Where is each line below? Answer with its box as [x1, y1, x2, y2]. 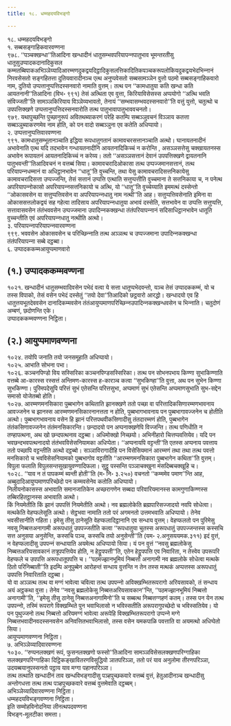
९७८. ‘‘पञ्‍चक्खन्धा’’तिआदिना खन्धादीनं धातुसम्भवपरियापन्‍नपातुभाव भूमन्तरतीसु [7, 50, 174, 59]
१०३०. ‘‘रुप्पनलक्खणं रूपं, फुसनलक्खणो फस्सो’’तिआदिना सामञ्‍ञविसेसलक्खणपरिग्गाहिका [7, 648, 201, 656]
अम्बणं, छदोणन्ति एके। [7, 306, 55, 315]
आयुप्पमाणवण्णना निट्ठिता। [7, 633, 63, 641]
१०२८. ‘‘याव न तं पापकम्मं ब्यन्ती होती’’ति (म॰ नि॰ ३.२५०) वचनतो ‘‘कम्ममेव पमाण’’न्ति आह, [7, 470, 204, 478]
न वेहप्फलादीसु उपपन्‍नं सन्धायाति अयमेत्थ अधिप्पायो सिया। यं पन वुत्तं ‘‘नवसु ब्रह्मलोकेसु [7, 540, 192, 548]
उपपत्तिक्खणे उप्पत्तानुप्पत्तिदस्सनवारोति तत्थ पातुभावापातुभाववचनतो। [7, 105, 152, 113]
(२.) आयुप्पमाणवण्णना [7, 335, 77, 346]
